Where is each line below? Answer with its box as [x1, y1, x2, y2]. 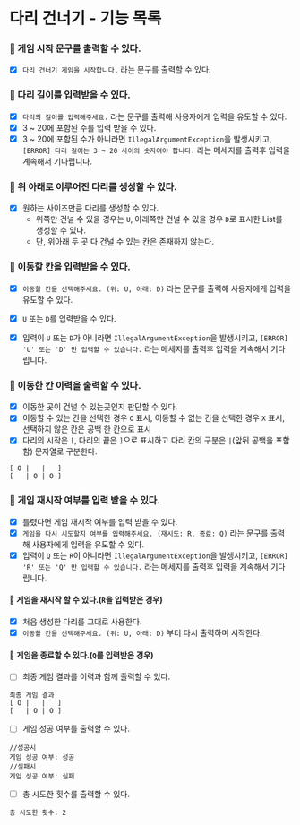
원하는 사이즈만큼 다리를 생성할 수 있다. [21, 202, 159, 213]
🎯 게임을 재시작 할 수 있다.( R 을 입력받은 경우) [9, 595, 163, 606]
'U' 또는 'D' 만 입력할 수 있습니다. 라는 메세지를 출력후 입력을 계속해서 [21, 343, 269, 354]
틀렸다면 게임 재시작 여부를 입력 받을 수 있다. [21, 516, 178, 527]
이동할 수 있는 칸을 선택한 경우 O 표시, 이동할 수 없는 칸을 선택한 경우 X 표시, [21, 413, 285, 424]
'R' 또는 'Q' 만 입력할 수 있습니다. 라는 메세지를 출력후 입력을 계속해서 [21, 561, 269, 571]
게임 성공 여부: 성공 [9, 752, 75, 761]
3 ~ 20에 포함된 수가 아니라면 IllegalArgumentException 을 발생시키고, [21, 133, 272, 144]
